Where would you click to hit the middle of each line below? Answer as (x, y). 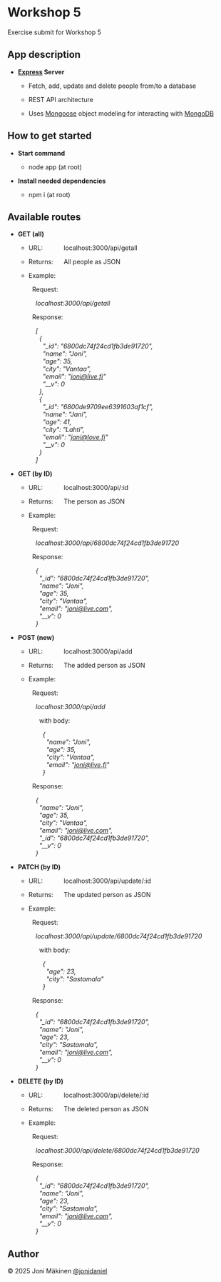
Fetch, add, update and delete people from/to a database (112, 86)
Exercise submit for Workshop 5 (55, 32)
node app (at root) (55, 167)
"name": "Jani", (65, 414)
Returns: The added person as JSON (87, 666)
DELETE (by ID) (41, 1081)
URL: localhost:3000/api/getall (83, 248)
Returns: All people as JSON (74, 262)
